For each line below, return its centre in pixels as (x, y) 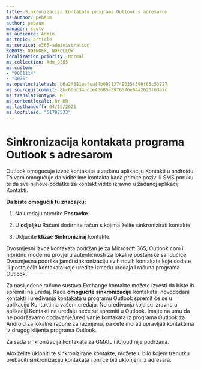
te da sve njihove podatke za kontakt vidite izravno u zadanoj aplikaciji (93, 184)
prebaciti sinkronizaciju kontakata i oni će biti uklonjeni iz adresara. (89, 360)
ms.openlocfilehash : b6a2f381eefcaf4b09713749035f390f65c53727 (87, 85)
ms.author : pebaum (29, 17)
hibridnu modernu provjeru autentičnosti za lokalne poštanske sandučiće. (97, 255)
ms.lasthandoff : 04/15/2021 (41, 106)
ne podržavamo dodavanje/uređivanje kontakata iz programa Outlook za (96, 317)
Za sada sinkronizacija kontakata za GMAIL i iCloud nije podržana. (88, 342)
